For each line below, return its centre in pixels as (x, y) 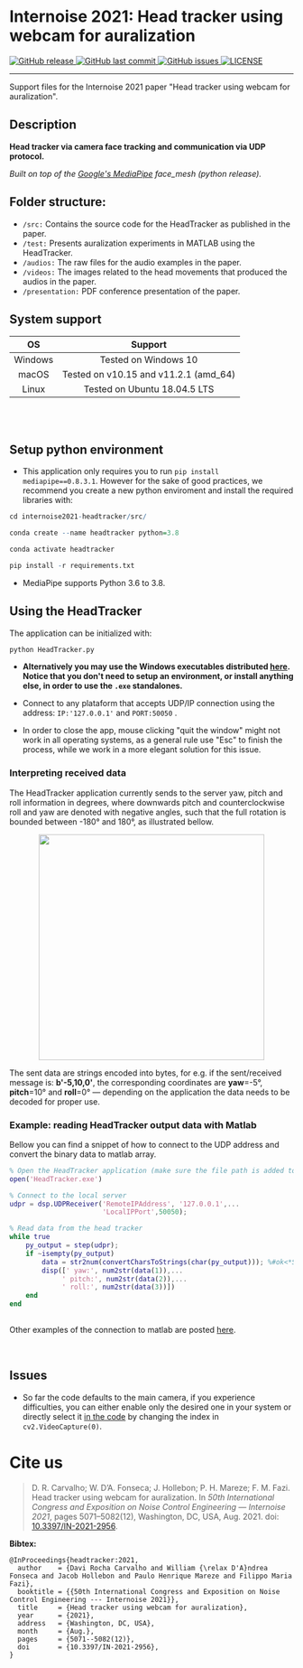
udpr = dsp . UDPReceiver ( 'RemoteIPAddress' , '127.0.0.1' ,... (125, 1204)
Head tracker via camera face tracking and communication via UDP (138, 146)
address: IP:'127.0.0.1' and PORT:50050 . (100, 713)
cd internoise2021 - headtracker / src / (78, 517)
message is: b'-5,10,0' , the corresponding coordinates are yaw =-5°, (136, 1082)
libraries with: (48, 500)
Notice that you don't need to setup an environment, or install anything (158, 676)
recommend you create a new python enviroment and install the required (158, 490)
